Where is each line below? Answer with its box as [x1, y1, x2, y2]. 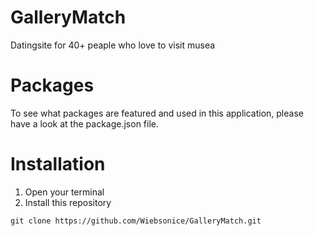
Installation [10, 153, 106, 176]
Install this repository [24, 196, 112, 208]
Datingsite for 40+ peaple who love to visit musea [10, 39, 216, 51]
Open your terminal [24, 186, 105, 198]
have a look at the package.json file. [10, 117, 160, 130]
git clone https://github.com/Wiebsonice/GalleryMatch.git [10, 216, 262, 226]
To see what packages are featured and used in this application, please [10, 107, 304, 119]
